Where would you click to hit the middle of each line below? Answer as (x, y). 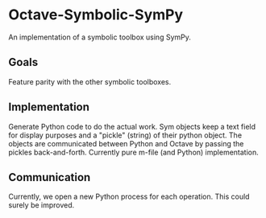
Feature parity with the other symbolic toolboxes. (90, 81)
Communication (50, 177)
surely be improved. (42, 205)
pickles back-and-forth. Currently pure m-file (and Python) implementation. (134, 152)
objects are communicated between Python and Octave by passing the (126, 143)
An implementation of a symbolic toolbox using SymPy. (100, 37)
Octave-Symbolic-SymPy (96, 15)
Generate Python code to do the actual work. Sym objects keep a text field (132, 126)
